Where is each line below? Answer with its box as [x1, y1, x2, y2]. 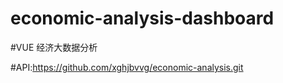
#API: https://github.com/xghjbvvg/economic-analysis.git [10, 61, 244, 73]
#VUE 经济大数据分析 [10, 41, 98, 53]
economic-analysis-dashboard [10, 7, 275, 30]
